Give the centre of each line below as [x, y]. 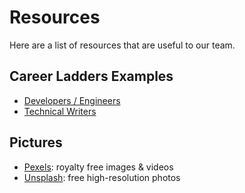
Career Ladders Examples [91, 76]
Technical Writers [60, 111]
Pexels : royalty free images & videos [98, 167]
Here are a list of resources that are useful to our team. [122, 45]
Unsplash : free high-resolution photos [102, 177]
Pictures [36, 142]
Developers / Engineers [72, 100]
